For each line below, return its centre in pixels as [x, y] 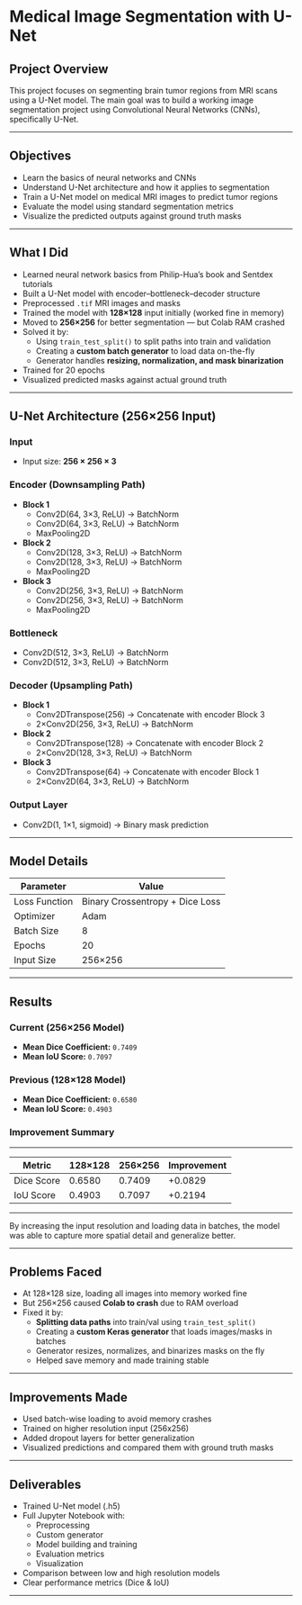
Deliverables [45, 1484]
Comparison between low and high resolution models [121, 1573]
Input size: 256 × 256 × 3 [69, 462]
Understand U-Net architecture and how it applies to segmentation [146, 187]
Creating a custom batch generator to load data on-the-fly [145, 351]
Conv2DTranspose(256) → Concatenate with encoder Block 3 [150, 715]
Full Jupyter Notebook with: [74, 1516]
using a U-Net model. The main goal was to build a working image [132, 100]
